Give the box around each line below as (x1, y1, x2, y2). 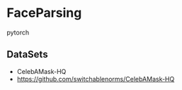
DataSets (6, 49, 48, 60)
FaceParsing (6, 5, 82, 21)
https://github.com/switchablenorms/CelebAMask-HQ (16, 75, 175, 83)
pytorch (6, 28, 30, 37)
